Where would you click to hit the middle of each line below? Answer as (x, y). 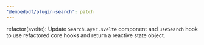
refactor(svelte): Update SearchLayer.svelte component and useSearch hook (102, 29)
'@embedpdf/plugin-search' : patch (50, 12)
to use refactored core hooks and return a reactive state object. (86, 35)
